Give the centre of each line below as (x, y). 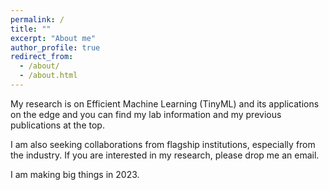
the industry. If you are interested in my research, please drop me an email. (165, 155)
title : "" (31, 29)
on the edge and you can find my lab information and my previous (146, 114)
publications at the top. (57, 125)
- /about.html (48, 76)
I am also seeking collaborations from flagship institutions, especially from (163, 144)
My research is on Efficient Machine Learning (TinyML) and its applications (165, 103)
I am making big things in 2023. (75, 174)
